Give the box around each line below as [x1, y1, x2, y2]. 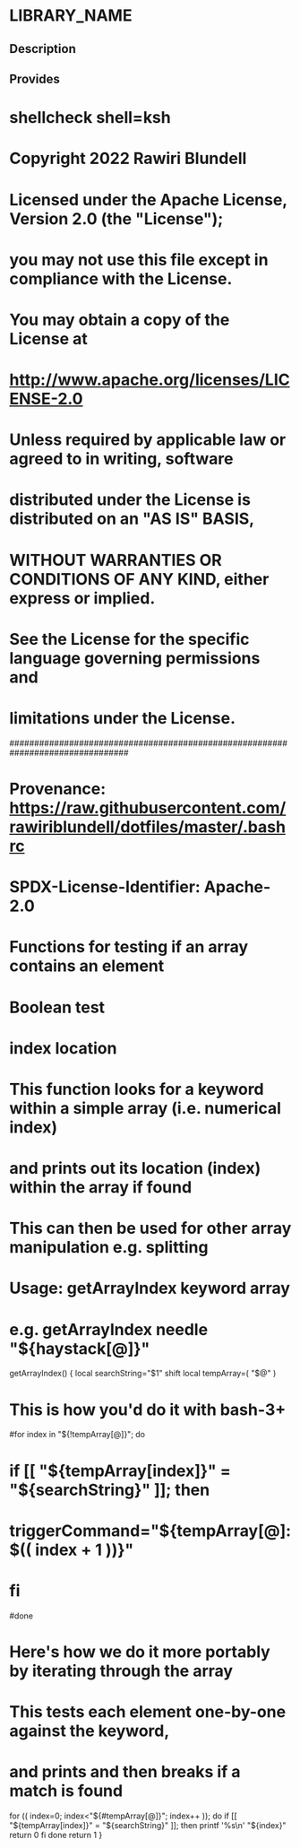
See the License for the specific [9, 629, 250, 649]
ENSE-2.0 [9, 389, 83, 409]
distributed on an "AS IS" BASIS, [9, 508, 255, 529]
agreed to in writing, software [9, 449, 234, 469]
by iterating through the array [9, 1661, 234, 1681]
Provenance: [9, 778, 107, 799]
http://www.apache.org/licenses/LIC [9, 369, 290, 390]
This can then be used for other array [9, 1219, 292, 1238]
